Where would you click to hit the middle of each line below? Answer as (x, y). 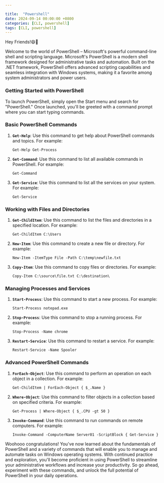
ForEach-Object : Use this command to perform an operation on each (82, 373)
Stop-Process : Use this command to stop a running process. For (77, 318)
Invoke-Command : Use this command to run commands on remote (78, 420)
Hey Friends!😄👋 (22, 42)
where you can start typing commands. (45, 112)
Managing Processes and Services (48, 289)
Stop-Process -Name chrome (40, 332)
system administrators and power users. (46, 78)
